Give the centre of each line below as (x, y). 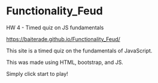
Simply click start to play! (37, 73)
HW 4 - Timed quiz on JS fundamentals (55, 27)
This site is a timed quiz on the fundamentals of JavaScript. (79, 50)
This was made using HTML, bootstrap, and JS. (65, 62)
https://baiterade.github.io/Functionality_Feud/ (63, 39)
